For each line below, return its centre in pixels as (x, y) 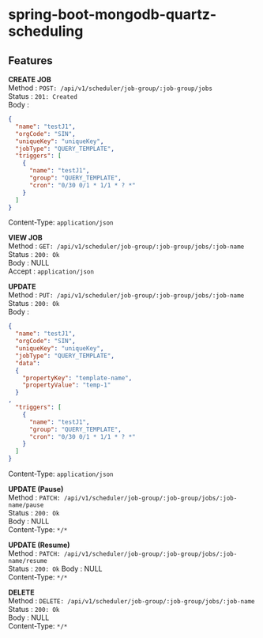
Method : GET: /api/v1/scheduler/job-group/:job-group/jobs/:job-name (126, 246)
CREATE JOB (30, 79)
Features (30, 60)
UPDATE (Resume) (39, 545)
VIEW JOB (25, 238)
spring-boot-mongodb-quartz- (113, 15)
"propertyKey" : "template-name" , (77, 378)
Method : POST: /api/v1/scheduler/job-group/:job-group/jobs (111, 88)
